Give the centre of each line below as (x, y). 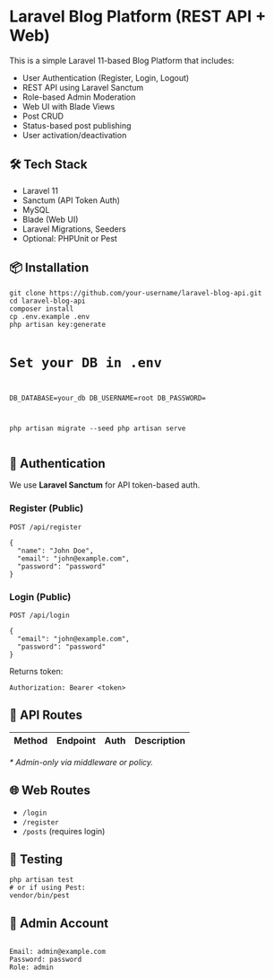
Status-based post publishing (77, 125)
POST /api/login (39, 615)
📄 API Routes (46, 715)
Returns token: (36, 671)
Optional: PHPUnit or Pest (70, 238)
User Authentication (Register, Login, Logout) (106, 77)
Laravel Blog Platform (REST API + (138, 17)
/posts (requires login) (64, 831)
